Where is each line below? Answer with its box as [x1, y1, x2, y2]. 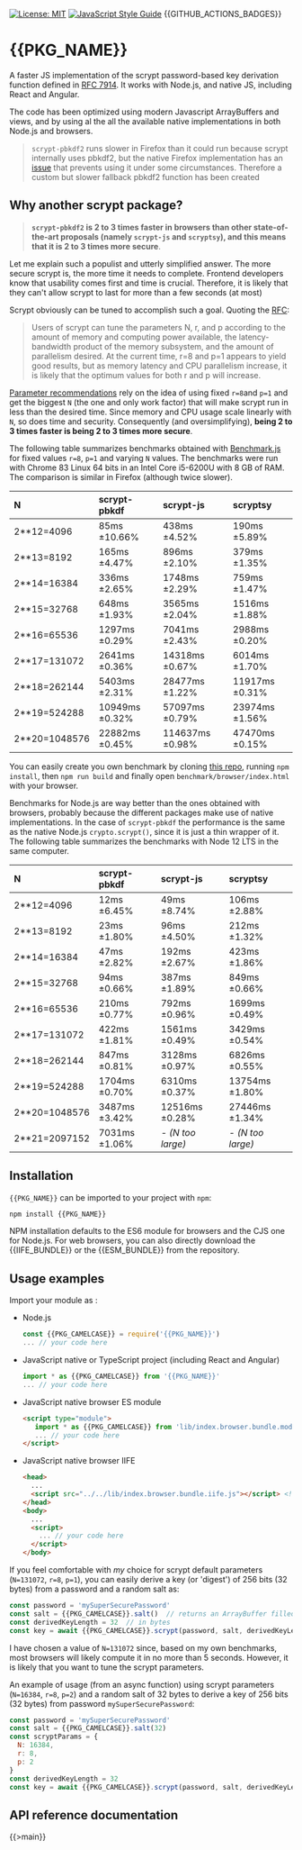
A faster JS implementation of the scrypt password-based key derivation [9, 69, 279, 80]
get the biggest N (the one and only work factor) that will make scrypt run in [9, 396, 289, 407]
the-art [31, 231, 59, 242]
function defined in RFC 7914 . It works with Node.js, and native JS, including [9, 79, 292, 90]
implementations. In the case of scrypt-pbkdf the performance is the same [9, 816, 286, 828]
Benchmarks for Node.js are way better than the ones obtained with [9, 797, 261, 808]
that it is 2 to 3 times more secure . [31, 240, 162, 251]
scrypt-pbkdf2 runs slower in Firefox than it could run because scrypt [31, 142, 289, 153]
